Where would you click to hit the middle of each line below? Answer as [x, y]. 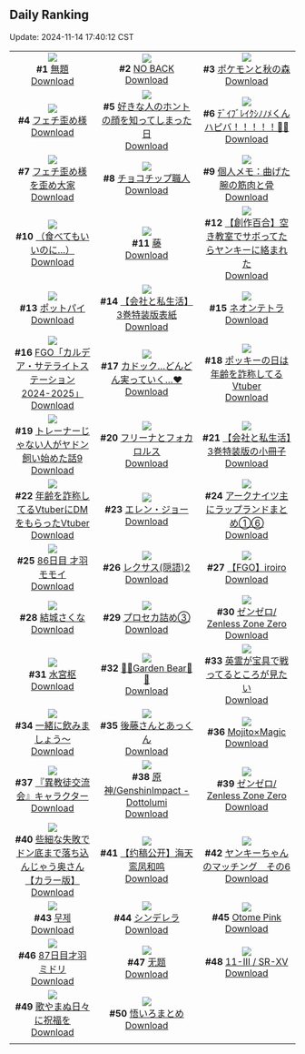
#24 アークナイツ [242, 495]
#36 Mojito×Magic [247, 732]
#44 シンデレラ [147, 917]
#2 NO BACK [147, 68]
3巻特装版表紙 [147, 315]
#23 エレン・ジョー [147, 509]
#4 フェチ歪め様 [53, 120]
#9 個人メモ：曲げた [246, 171]
